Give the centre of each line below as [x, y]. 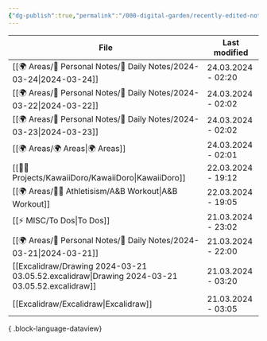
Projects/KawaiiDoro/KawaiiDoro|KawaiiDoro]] [99, 177]
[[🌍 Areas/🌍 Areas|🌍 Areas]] [69, 149]
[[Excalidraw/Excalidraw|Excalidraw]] [82, 304]
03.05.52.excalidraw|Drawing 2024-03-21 [95, 276]
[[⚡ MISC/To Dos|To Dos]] [61, 221]
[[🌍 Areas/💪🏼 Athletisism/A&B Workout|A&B [95, 191]
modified [231, 52]
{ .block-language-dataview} [55, 328]
